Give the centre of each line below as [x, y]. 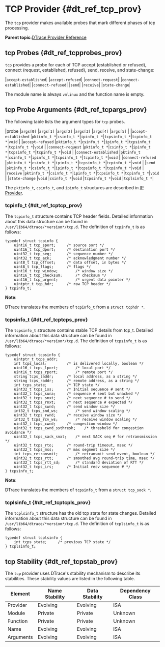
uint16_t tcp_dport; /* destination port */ [65, 249]
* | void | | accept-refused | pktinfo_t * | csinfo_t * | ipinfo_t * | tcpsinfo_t [78, 142]
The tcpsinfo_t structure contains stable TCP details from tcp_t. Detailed [79, 330]
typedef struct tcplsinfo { [34, 538]
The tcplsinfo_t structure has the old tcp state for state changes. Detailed [81, 513]
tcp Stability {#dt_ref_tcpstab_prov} [61, 561]
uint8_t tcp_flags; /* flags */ [53, 266]
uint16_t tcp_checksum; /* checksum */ [60, 275]
